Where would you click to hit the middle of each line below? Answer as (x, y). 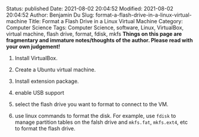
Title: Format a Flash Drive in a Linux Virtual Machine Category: (106, 21)
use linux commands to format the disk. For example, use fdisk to (95, 116)
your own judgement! (33, 46)
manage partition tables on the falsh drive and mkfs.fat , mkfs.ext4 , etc (101, 122)
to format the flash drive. (45, 128)
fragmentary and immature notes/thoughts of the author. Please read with (99, 40)
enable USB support (39, 93)
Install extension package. (47, 81)
